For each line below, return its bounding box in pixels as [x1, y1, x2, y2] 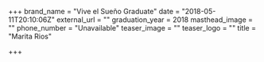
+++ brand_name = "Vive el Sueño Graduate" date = [8, 7, 181, 16]
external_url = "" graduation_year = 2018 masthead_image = [56, 15, 253, 24]
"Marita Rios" [8, 31, 52, 41]
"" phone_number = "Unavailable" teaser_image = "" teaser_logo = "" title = [8, 24, 257, 32]
